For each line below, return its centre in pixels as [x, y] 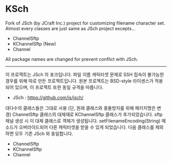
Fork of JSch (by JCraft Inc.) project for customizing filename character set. [85, 23]
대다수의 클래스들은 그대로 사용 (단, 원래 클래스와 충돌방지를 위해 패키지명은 [81, 108]
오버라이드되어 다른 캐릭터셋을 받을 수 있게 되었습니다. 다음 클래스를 [87, 127]
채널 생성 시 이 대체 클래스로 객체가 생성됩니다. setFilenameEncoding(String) [83, 121]
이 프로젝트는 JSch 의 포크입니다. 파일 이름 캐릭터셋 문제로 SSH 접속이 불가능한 [85, 74]
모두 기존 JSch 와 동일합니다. [44, 133]
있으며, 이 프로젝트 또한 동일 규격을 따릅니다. [59, 87]
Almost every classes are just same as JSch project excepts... [70, 28]
